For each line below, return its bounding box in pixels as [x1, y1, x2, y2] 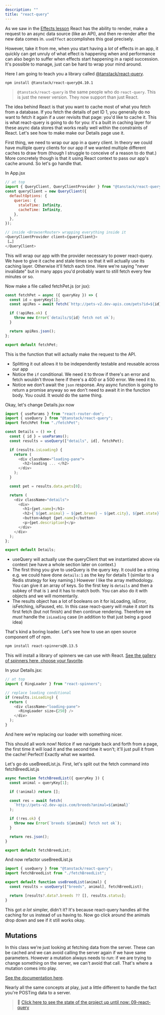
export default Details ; [5, 547, 56, 552]
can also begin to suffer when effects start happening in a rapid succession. [5, 56, 159, 62]
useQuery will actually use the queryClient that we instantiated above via [12, 556, 160, 562]
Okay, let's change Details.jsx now [5, 401, 75, 407]
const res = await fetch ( [9, 798, 63, 803]
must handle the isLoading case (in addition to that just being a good [12, 614, 151, 620]
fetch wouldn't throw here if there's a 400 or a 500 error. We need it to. [12, 376, 156, 382]
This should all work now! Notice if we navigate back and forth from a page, [5, 741, 159, 747]
